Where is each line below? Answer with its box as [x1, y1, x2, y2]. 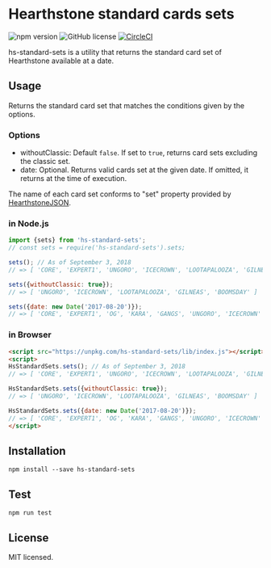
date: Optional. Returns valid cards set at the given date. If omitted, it [19, 165, 248, 175]
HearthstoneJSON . [8, 198, 71, 208]
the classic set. [19, 157, 71, 166]
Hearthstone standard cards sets [8, 5, 235, 23]
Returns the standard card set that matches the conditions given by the [8, 100, 244, 110]
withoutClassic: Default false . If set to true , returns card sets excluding [19, 148, 258, 158]
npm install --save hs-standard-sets [8, 465, 135, 473]
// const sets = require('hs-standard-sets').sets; [8, 244, 186, 252]
